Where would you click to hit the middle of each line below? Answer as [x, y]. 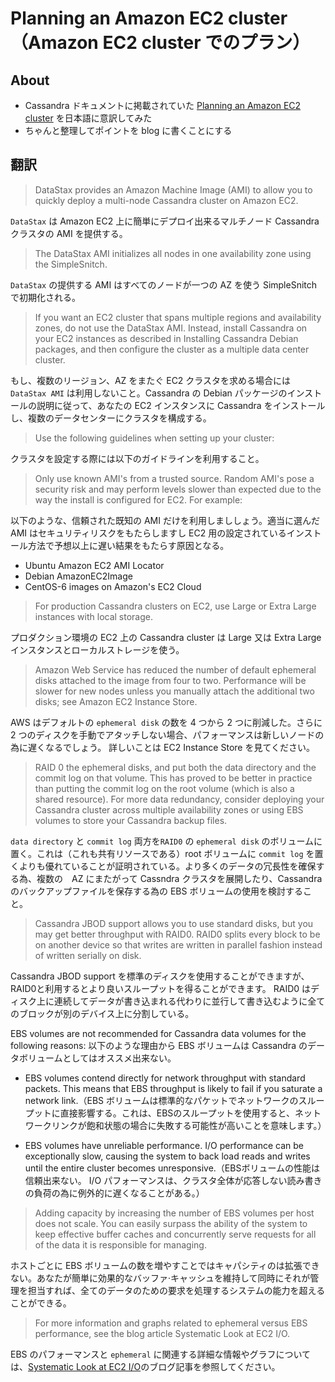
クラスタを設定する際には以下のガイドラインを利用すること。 [137, 458]
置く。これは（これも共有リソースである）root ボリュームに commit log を [162, 853]
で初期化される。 [45, 297]
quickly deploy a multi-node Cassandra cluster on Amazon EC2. [166, 200]
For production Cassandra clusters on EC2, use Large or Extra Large [175, 606]
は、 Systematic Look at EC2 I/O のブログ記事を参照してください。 [145, 1366]
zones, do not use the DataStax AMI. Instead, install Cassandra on [171, 328]
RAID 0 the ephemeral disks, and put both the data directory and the [175, 767]
